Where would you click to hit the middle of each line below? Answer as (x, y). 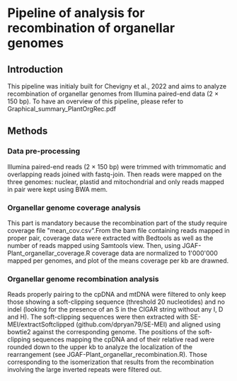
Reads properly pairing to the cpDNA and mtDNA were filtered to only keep (117, 295)
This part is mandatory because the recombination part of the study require (117, 223)
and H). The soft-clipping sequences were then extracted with (98, 317)
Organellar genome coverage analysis (74, 207)
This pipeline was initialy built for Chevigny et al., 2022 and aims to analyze (117, 86)
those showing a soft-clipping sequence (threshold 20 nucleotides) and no (116, 302)
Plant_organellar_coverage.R (49, 253)
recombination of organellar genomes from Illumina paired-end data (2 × (113, 94)
